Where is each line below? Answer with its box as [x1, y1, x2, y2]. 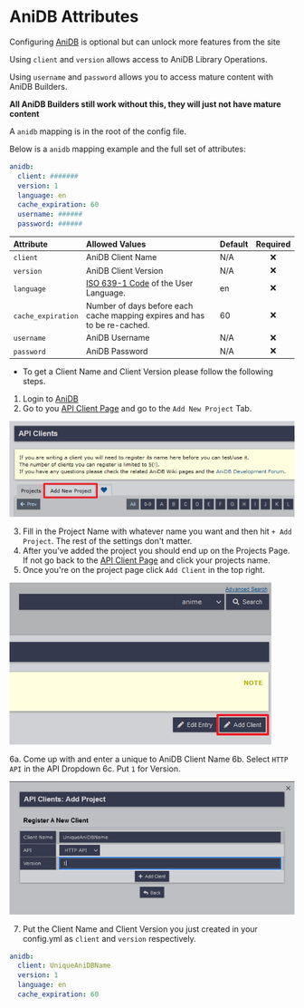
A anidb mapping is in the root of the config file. [9, 125, 187, 137]
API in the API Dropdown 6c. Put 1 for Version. [9, 763, 181, 774]
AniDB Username [85, 333, 150, 344]
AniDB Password [85, 345, 148, 356]
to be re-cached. [85, 319, 150, 330]
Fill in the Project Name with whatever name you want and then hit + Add [22, 526, 292, 537]
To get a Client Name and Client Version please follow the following [22, 365, 274, 377]
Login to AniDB [22, 393, 79, 404]
